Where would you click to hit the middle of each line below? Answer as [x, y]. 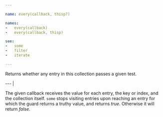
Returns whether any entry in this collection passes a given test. [71, 74]
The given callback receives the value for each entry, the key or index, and [82, 93]
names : [12, 23]
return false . [18, 109]
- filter [16, 51]
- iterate [17, 55]
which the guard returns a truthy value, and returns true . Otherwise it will [80, 104]
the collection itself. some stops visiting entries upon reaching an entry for [80, 98]
